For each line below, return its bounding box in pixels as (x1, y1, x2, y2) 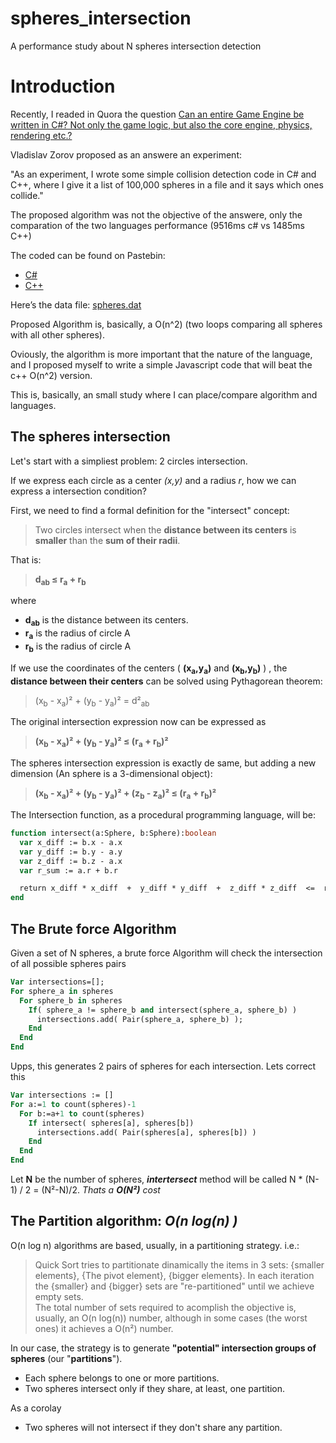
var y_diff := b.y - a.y (19, 847, 123, 857)
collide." (10, 189, 44, 201)
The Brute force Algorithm (10, 920, 177, 937)
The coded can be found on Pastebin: (10, 249, 166, 261)
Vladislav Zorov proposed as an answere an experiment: (10, 148, 243, 161)
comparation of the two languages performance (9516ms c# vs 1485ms (10, 219, 305, 231)
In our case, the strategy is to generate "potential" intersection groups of (10, 1342, 317, 1354)
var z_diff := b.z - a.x (19, 856, 123, 866)
